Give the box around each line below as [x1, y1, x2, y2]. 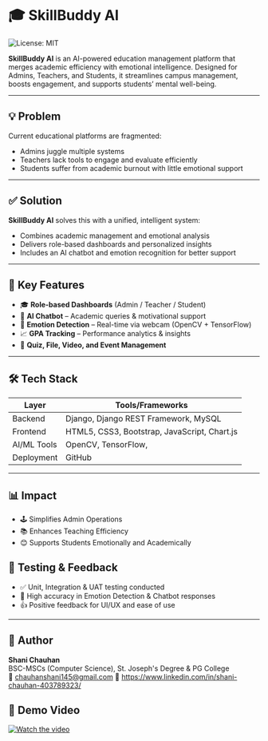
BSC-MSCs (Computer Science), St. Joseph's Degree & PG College [8, 664, 230, 673]
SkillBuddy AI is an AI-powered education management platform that [8, 53, 235, 63]
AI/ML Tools [12, 439, 57, 450]
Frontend [12, 426, 46, 438]
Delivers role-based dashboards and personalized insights [19, 239, 212, 248]
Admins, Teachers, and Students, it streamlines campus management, [8, 70, 238, 80]
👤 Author [8, 634, 53, 648]
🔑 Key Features [8, 278, 85, 291]
